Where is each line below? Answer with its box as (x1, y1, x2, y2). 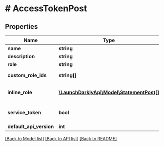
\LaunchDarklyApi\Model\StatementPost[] (58, 89, 160, 96)
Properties (5, 22, 38, 31)
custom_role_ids (7, 72, 47, 79)
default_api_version (7, 123, 54, 130)
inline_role (7, 89, 33, 96)
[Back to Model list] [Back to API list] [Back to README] (5, 136, 117, 142)
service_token (7, 109, 41, 116)
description (7, 53, 35, 60)
